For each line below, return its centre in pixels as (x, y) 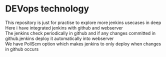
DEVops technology (47, 9)
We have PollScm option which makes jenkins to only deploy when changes (83, 43)
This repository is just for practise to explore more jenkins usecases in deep (83, 22)
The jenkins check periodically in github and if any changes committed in (80, 33)
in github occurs (22, 49)
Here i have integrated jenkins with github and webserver (64, 27)
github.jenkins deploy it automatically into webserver (59, 38)
